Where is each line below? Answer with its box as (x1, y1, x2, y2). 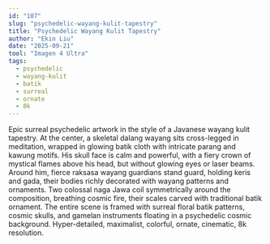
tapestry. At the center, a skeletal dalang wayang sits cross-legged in (8, 133, 239, 143)
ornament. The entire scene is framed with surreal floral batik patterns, (8, 202, 245, 212)
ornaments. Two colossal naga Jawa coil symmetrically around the (8, 185, 231, 195)
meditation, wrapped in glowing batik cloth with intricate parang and (8, 142, 237, 152)
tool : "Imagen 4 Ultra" (8, 49, 89, 58)
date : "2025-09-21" (8, 42, 75, 50)
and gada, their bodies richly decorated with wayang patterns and (8, 176, 229, 186)
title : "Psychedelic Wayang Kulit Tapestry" (8, 27, 161, 35)
